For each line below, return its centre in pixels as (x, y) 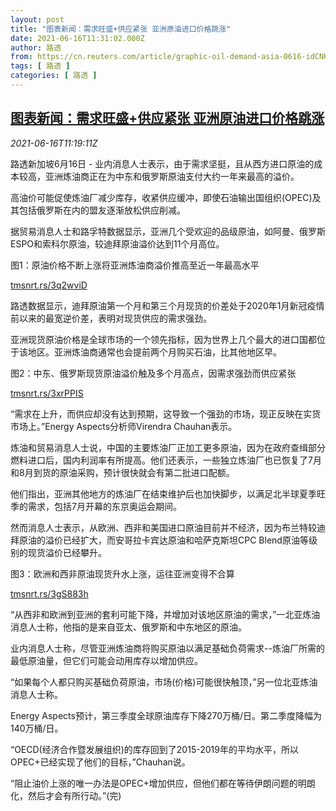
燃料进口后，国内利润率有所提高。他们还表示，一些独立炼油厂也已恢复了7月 (166, 460)
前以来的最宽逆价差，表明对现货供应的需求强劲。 (111, 318)
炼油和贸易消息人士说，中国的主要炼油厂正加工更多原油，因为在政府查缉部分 (168, 447)
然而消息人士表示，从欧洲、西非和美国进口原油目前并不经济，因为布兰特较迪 (168, 527)
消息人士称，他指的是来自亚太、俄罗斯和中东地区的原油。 (128, 627)
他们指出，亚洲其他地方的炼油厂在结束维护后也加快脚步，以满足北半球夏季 (163, 493)
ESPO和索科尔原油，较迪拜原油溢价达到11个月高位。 (117, 243)
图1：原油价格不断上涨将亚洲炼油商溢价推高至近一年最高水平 (135, 265)
